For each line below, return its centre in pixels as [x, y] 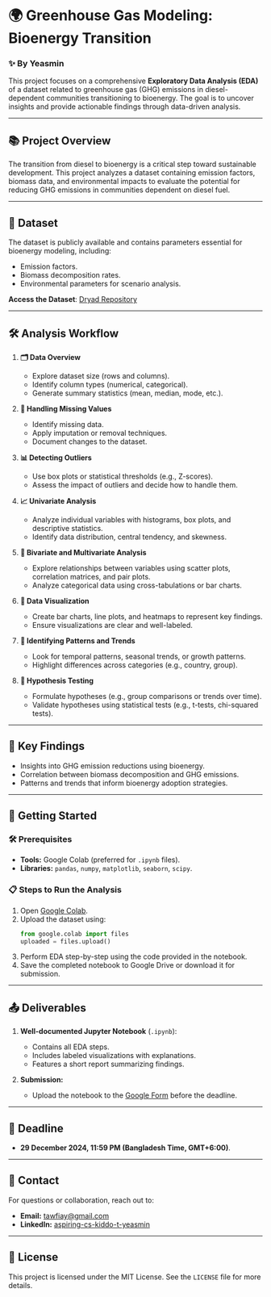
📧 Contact [34, 1180]
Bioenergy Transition [80, 38]
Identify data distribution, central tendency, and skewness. [129, 537]
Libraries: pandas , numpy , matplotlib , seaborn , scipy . [106, 868]
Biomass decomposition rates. [70, 275]
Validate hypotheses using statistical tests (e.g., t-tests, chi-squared [145, 705]
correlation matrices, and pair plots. [91, 576]
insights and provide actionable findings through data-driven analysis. [125, 107]
